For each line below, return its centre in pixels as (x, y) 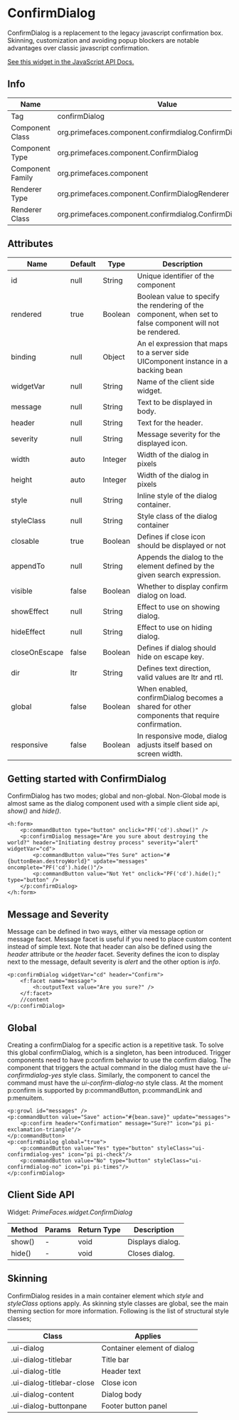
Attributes (30, 244)
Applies (148, 1336)
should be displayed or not (181, 545)
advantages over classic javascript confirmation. (78, 48)
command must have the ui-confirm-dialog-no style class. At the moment (115, 1083)
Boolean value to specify (178, 296)
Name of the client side (176, 382)
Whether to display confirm (182, 587)
